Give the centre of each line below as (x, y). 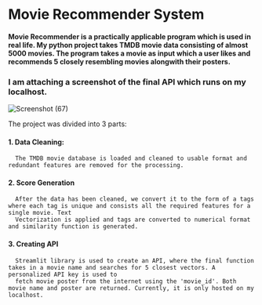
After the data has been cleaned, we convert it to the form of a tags (135, 199)
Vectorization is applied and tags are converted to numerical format (133, 220)
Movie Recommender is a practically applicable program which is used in (129, 36)
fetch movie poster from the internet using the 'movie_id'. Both (126, 281)
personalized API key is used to (63, 274)
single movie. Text (40, 213)
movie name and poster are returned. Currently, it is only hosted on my (131, 288)
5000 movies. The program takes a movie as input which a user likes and (129, 53)
